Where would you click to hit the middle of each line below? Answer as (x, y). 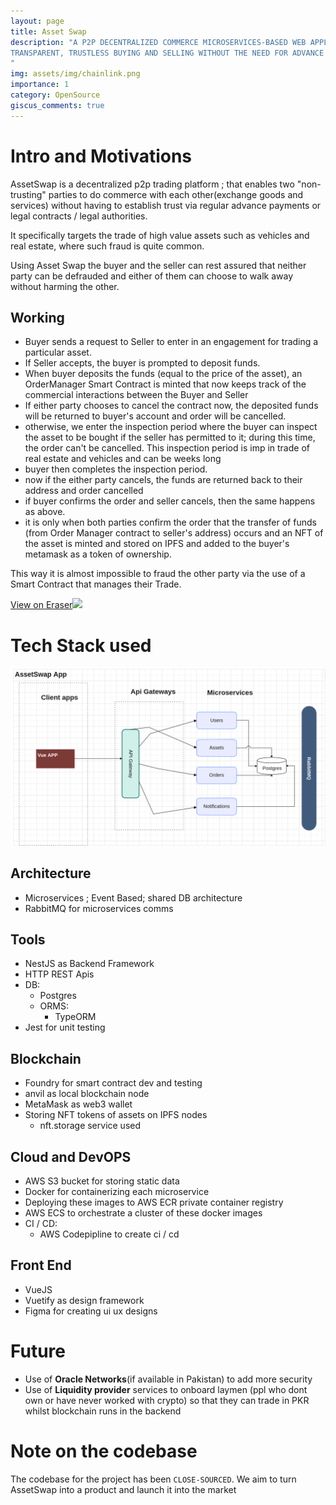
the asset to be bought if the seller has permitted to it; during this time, (170, 437)
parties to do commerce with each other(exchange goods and (176, 194)
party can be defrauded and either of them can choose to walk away (152, 276)
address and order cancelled (84, 491)
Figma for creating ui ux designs (91, 1311)
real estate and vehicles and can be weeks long (123, 459)
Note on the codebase (104, 1451)
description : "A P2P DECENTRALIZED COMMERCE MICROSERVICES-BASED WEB (158, 42)
